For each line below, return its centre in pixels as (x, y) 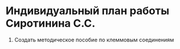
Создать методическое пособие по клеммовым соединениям (94, 40)
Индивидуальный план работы (87, 11)
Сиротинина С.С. (50, 23)
